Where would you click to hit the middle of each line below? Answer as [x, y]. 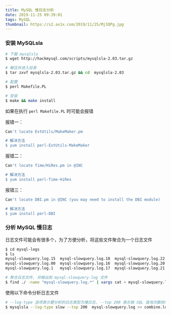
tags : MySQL [18, 19]
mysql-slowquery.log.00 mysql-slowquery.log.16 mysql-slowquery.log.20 [85, 263]
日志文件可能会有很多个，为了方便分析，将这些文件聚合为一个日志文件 [79, 239]
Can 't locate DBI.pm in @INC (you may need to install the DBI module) [83, 200]
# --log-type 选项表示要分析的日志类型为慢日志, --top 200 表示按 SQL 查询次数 [83, 302]
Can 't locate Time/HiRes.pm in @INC [44, 166]
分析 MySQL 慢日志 [29, 228]
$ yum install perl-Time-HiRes [38, 179]
